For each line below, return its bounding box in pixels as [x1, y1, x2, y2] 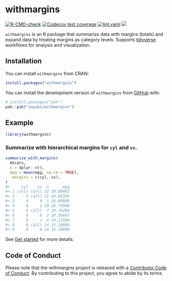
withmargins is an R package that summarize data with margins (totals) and [5, 31, 164, 37]
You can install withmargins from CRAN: [5, 70, 89, 76]
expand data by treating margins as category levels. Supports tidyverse [5, 36, 156, 42]
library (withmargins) [5, 132, 52, 137]
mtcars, [10, 160, 27, 166]
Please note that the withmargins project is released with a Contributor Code [5, 265, 167, 271]
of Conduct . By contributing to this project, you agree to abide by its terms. [5, 270, 164, 276]
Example [5, 118, 34, 127]
